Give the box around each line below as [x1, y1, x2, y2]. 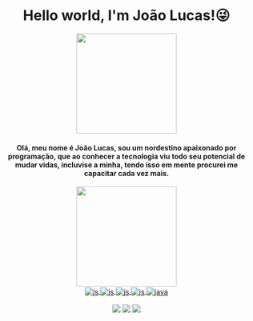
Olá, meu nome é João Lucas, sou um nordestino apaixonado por [16, 142, 237, 152]
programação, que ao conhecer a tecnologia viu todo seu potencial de [7, 151, 246, 161]
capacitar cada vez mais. [83, 168, 170, 178]
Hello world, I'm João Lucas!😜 [22, 6, 231, 25]
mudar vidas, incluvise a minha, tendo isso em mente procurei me [14, 159, 239, 170]
